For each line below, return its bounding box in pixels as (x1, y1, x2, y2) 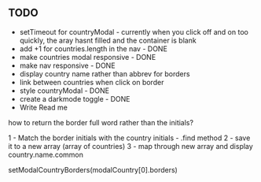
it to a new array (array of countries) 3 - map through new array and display (8, 141, 253, 150)
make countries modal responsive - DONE (19, 52, 156, 61)
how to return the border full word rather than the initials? (8, 117, 194, 127)
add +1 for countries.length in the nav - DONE (19, 43, 167, 54)
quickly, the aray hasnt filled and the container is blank (19, 35, 197, 45)
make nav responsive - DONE (19, 61, 116, 70)
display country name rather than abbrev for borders (19, 69, 190, 78)
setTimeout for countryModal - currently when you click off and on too (19, 27, 249, 36)
